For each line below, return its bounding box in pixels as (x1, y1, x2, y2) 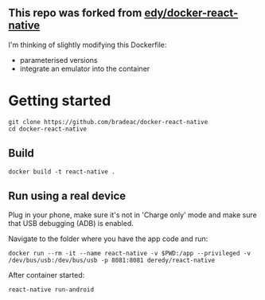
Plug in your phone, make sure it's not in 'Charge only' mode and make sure (8, 210, 257, 220)
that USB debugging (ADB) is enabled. (8, 219, 134, 228)
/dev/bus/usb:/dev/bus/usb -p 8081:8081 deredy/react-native (8, 256, 216, 265)
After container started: (8, 271, 85, 280)
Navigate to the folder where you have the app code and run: (8, 234, 208, 244)
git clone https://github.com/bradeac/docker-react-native (8, 118, 208, 126)
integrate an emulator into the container (19, 64, 150, 73)
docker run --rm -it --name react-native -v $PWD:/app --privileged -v (8, 250, 251, 258)
